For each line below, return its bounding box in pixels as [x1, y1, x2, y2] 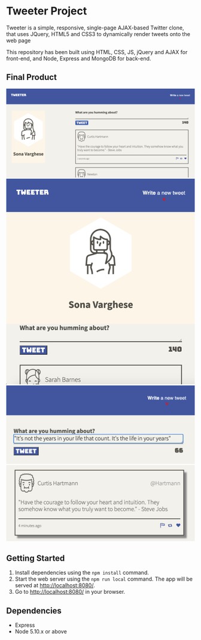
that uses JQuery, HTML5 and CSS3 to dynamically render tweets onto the [6, 30, 190, 37]
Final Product [6, 72, 57, 82]
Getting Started [6, 553, 65, 563]
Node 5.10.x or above [14, 627, 67, 635]
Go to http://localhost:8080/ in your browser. [14, 588, 126, 596]
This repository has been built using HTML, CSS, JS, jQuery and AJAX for [6, 48, 188, 55]
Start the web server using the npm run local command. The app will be [14, 575, 193, 583]
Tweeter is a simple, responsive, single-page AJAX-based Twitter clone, [6, 24, 184, 31]
